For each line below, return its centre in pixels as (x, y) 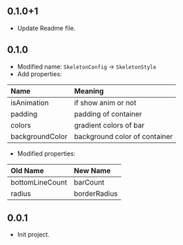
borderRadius (96, 193)
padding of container (108, 114)
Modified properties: (46, 153)
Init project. (33, 235)
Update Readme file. (46, 28)
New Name (92, 170)
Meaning (89, 91)
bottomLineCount (39, 182)
